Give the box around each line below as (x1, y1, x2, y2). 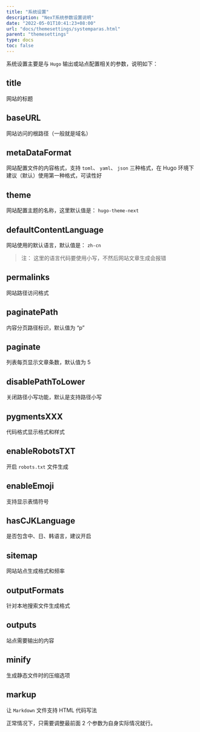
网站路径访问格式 (6, 289, 49, 296)
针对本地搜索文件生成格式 (6, 602, 70, 610)
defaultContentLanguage (6, 225, 104, 235)
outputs (6, 620, 37, 630)
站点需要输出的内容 (6, 637, 55, 644)
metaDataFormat (6, 147, 72, 158)
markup (6, 690, 36, 700)
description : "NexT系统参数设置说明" (6, 15, 95, 21)
